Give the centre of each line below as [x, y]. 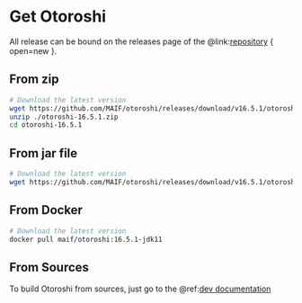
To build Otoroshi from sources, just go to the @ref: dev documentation [140, 289]
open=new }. [33, 50]
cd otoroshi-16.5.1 [46, 125]
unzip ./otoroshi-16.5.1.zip [64, 117]
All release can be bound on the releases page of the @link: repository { [142, 41]
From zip [34, 80]
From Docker [46, 210]
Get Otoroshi [58, 17]
